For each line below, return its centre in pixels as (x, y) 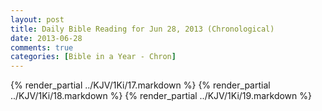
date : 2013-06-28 (46, 38)
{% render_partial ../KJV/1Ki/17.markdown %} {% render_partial (140, 85)
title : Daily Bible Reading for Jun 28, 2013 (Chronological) (142, 29)
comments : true (42, 47)
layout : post (37, 19)
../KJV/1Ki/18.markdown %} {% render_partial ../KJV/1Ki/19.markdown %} (161, 96)
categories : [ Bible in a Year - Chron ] (93, 57)
